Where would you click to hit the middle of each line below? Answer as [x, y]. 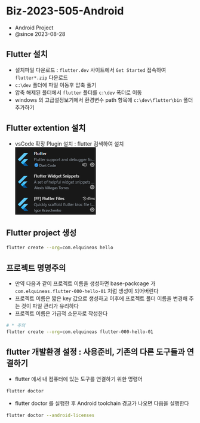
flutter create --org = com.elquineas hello [60, 248]
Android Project [34, 28]
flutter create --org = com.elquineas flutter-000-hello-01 [80, 332]
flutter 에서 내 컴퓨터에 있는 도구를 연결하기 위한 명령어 [79, 379]
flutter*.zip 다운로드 [41, 77]
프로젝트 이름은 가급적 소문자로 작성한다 [61, 313]
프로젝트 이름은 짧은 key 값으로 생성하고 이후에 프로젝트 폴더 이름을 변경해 [101, 298]
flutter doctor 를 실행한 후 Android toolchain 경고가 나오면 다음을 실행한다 [102, 403]
